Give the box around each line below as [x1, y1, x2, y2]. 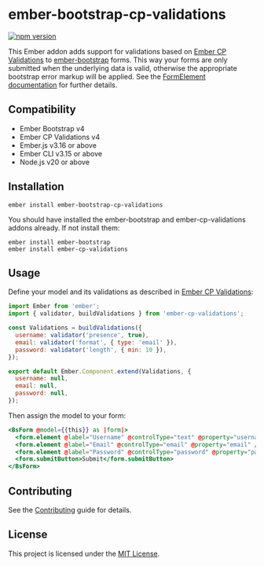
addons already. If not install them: [8, 222, 120, 233]
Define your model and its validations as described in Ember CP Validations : [8, 287, 254, 296]
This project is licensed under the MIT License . [8, 549, 160, 558]
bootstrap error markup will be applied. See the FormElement [8, 72, 206, 81]
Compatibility [8, 103, 76, 116]
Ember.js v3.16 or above [19, 140, 97, 150]
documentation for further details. [8, 80, 118, 90]
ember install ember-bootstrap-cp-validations [8, 200, 163, 209]
